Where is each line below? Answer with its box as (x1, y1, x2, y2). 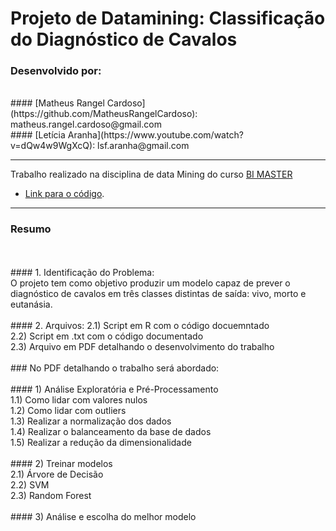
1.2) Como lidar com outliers (10, 404, 127, 416)
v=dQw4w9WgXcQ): (10, 140, 96, 152)
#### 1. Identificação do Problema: (10, 266, 155, 278)
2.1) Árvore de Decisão (10, 468, 104, 480)
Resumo (10, 222, 52, 236)
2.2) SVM (10, 478, 50, 491)
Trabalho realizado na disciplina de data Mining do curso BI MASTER (10, 168, 293, 181)
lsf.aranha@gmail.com (97, 140, 190, 152)
